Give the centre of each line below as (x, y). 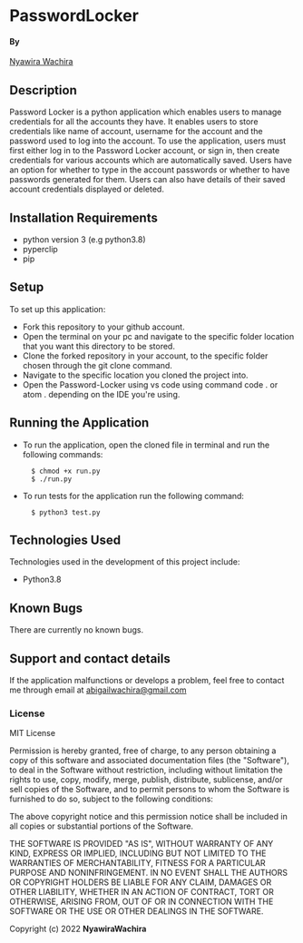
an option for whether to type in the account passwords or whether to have (150, 170)
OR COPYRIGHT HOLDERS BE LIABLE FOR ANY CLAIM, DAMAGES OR (141, 882)
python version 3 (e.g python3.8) (84, 240)
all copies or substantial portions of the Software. (101, 826)
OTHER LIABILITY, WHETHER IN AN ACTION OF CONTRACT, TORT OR (142, 892)
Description (43, 90)
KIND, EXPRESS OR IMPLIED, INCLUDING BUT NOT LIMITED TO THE (138, 853)
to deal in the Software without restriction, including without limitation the (146, 770)
